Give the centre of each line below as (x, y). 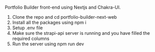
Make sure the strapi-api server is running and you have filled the (81, 33)
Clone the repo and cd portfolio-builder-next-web (64, 17)
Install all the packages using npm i (49, 22)
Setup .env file (27, 28)
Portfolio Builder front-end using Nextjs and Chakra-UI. (63, 7)
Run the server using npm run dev (48, 44)
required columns (31, 38)
